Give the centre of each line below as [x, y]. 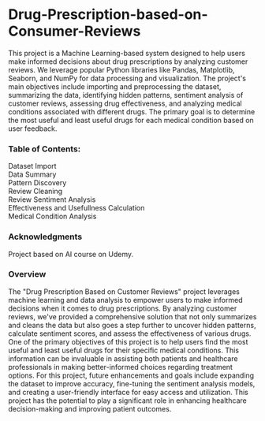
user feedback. [33, 129]
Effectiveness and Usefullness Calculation [77, 208]
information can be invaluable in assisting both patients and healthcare [123, 358]
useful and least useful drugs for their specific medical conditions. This [123, 350]
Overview [27, 274]
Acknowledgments [45, 237]
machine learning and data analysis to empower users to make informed [125, 300]
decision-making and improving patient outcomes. [90, 408]
